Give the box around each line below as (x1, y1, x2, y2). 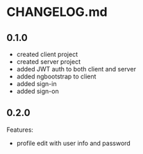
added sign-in (16, 80, 57, 87)
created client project (16, 50, 78, 58)
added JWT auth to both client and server (16, 65, 137, 73)
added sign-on (16, 87, 60, 95)
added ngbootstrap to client (16, 72, 96, 80)
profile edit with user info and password (16, 139, 131, 147)
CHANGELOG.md (6, 4, 108, 20)
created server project (16, 58, 81, 66)
